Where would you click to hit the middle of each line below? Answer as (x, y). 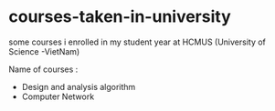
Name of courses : (43, 69)
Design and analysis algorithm (79, 86)
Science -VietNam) (44, 51)
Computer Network (58, 96)
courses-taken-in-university (120, 17)
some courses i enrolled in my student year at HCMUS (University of (137, 42)
